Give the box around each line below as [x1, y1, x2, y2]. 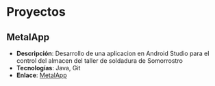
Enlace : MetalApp [16, 71, 68, 79]
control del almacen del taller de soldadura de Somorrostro [16, 57, 183, 65]
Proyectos [6, 4, 66, 20]
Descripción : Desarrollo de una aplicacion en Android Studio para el [16, 49, 210, 57]
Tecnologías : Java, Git [16, 64, 81, 72]
